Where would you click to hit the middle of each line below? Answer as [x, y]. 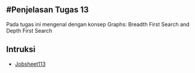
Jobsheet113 [30, 64]
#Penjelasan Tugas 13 [48, 10]
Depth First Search [29, 31]
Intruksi [21, 49]
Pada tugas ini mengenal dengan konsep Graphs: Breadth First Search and [98, 24]
